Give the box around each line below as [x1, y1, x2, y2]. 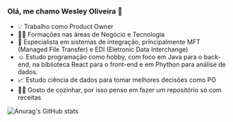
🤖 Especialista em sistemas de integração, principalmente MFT [17, 38, 201, 47]
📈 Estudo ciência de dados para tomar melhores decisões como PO [17, 75, 217, 84]
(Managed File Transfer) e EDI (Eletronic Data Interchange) [17, 45, 189, 54]
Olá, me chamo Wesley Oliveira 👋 [7, 6, 123, 16]
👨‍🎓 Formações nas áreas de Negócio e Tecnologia [17, 30, 165, 39]
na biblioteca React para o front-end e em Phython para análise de [32, 60, 226, 69]
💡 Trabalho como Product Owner [17, 23, 114, 31]
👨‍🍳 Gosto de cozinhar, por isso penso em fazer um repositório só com [17, 86, 222, 94]
